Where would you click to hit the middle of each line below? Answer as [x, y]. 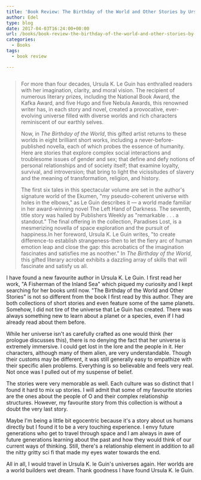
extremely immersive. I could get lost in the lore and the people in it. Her [95, 346]
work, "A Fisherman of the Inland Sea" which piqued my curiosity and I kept [99, 284]
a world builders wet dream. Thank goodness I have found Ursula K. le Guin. [100, 470]
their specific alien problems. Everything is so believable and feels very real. [100, 365]
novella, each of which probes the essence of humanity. [116, 146]
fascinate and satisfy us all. [54, 266]
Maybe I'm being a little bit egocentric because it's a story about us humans [100, 420]
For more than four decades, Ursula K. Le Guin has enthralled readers [106, 84]
